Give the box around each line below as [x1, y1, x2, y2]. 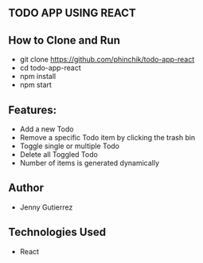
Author [8, 181, 44, 194]
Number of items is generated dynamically [19, 159, 160, 168]
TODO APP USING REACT [8, 6, 137, 20]
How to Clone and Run [8, 33, 121, 47]
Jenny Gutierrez [19, 202, 73, 212]
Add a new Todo [19, 124, 74, 134]
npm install [19, 72, 57, 81]
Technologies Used [8, 226, 106, 239]
